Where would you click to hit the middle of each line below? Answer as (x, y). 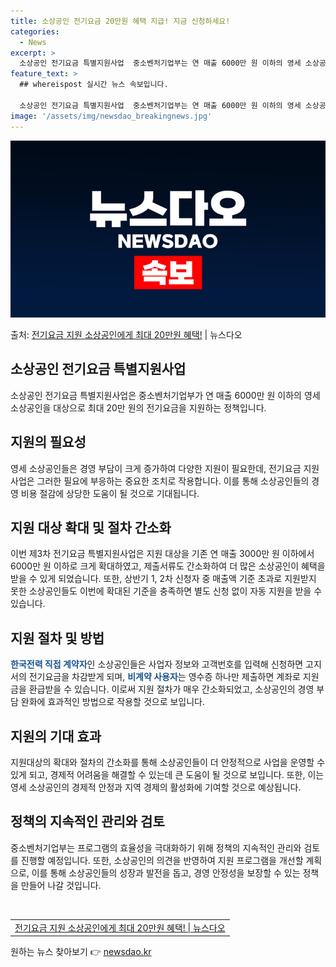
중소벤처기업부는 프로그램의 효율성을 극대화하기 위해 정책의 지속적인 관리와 (156, 847)
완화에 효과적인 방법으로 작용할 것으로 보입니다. (113, 702)
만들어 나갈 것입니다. (61, 885)
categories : (35, 31)
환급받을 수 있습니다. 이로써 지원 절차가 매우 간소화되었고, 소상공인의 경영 (171, 689)
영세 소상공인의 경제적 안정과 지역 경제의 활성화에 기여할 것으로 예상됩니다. (156, 787)
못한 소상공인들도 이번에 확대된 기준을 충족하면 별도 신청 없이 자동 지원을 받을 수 (166, 591)
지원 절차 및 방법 (57, 638)
